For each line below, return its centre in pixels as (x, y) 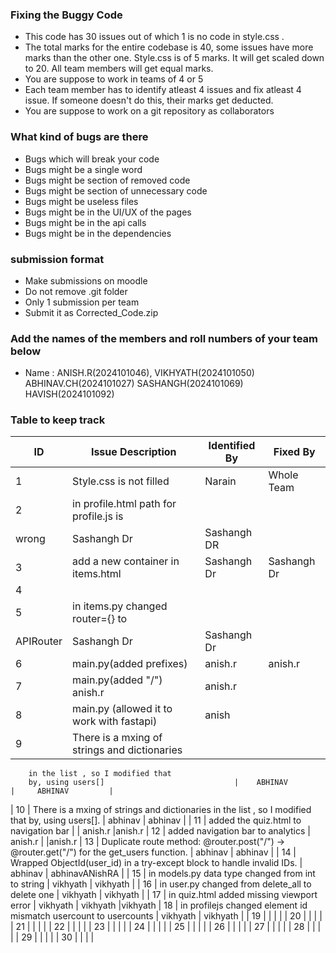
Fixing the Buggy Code (66, 15)
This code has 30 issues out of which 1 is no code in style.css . (154, 37)
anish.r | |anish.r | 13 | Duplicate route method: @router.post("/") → (148, 842)
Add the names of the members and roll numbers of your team (164, 338)
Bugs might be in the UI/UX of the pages (108, 212)
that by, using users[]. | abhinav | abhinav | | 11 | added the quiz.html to (156, 820)
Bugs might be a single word (83, 169)
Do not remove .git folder (76, 291)
